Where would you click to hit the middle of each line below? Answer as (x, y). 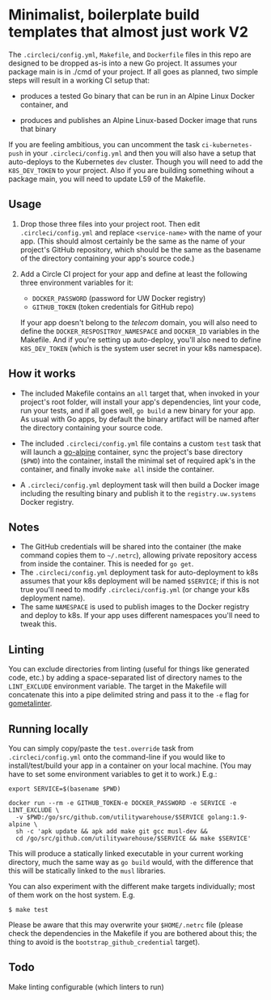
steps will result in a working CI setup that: (79, 80)
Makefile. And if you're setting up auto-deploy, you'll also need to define (140, 339)
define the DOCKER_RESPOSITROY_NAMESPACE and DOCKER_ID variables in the (140, 331)
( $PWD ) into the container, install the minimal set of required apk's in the (138, 460)
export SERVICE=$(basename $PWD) (65, 789)
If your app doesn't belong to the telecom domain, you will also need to (138, 322)
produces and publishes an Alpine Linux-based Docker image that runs (138, 120)
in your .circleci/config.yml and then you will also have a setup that (140, 153)
